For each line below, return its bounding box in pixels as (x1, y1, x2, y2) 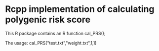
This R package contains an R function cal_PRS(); (5, 30, 106, 36)
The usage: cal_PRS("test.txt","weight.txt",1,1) (5, 40, 97, 46)
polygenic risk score (5, 14, 90, 25)
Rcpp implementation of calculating (5, 3, 155, 15)
